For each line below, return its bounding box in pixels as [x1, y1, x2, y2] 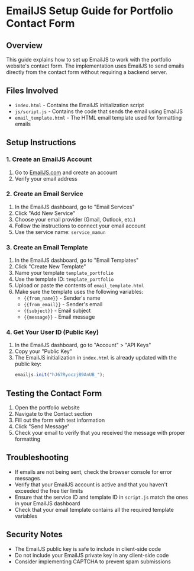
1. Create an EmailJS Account [6, 155, 92, 163]
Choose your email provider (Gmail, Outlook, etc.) [14, 216, 136, 223]
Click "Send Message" [14, 423, 70, 430]
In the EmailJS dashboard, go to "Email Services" [14, 203, 135, 210]
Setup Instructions [6, 137, 76, 147]
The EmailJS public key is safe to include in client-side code [14, 545, 161, 552]
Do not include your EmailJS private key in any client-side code [14, 551, 169, 559]
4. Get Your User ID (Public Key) [6, 328, 99, 336]
